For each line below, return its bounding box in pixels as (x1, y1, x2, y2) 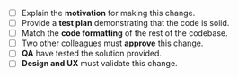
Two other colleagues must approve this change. (21, 38, 204, 48)
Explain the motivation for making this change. (21, 8, 196, 18)
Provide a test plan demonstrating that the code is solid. (21, 18, 230, 29)
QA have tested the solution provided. (21, 48, 163, 59)
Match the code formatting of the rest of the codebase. (21, 28, 228, 38)
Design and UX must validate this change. (21, 58, 178, 69)
